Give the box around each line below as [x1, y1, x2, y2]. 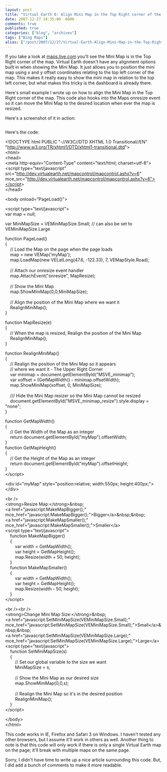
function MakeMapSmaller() [9, 564, 67, 571]
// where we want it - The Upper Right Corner [9, 366, 103, 372]
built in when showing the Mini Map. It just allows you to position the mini [5, 64, 155, 70]
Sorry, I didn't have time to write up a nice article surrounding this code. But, [5, 757, 162, 763]
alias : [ [5, 40, 23, 45]
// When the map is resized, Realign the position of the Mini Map [9, 330, 142, 336]
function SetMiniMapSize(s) [9, 648, 67, 654]
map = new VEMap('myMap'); [9, 251, 72, 257]
